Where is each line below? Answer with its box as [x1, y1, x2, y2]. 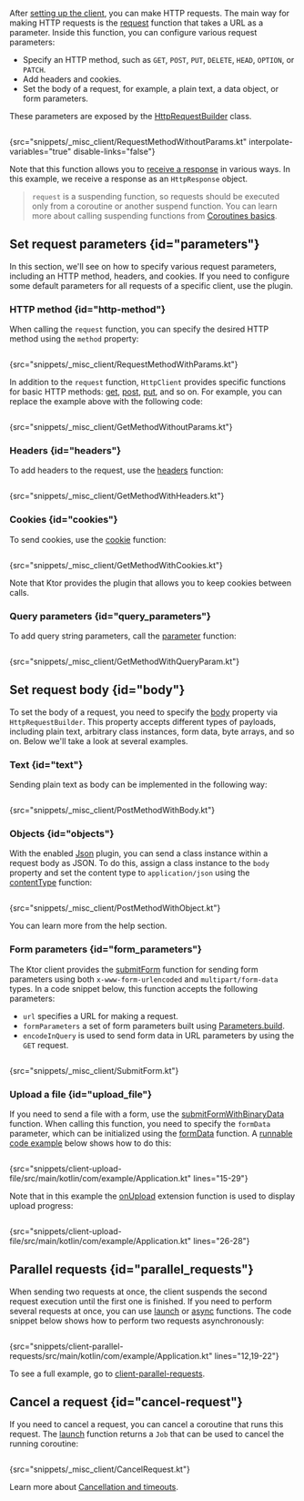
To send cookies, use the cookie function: [9, 534, 167, 545]
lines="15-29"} [193, 1173, 248, 1183]
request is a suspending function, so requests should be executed [31, 191, 280, 201]
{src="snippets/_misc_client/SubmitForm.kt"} [9, 1065, 179, 1076]
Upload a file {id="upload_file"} [9, 1087, 153, 1100]
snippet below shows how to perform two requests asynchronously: [9, 1315, 265, 1326]
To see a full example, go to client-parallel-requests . [9, 1368, 206, 1379]
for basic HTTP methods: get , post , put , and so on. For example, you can [9, 386, 282, 397]
